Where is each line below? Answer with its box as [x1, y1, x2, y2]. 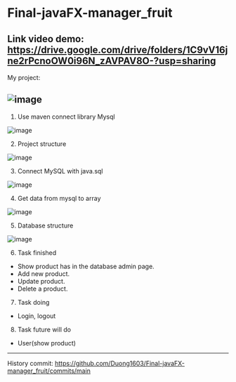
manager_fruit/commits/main [7, 367, 91, 375]
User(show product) [17, 338, 76, 347]
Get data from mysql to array [17, 194, 101, 202]
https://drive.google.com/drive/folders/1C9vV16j [7, 44, 228, 55]
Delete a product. [17, 284, 68, 293]
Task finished [17, 248, 57, 257]
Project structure [17, 139, 67, 148]
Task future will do [17, 325, 72, 334]
